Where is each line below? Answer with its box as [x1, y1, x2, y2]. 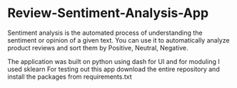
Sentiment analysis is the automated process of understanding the [7, 28, 203, 37]
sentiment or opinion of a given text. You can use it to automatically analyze [7, 35, 230, 44]
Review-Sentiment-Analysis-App [7, 5, 209, 21]
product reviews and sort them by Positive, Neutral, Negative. [7, 43, 188, 52]
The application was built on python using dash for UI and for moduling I [7, 57, 220, 65]
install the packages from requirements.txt [7, 72, 132, 81]
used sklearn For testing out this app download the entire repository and [7, 65, 220, 73]
